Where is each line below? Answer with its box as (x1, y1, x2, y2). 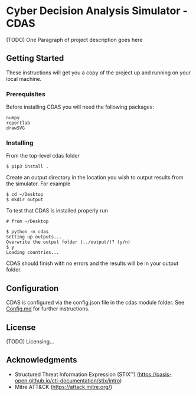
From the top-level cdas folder (6, 152, 80, 159)
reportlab (6, 120, 31, 126)
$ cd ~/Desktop (6, 192, 44, 198)
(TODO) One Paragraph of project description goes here (6, 36, 143, 43)
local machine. (6, 75, 42, 82)
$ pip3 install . (6, 163, 49, 169)
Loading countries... (6, 250, 60, 256)
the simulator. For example (6, 180, 71, 187)
